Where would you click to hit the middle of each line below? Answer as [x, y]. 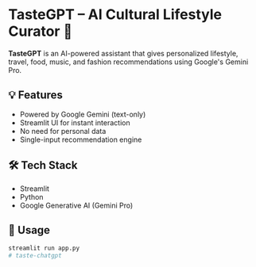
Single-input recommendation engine [81, 139]
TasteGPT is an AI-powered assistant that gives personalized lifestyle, [123, 53]
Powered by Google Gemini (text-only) [83, 114]
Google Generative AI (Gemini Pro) [76, 205]
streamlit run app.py [44, 248]
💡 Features [36, 95]
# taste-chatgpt [35, 256]
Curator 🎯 [41, 31]
